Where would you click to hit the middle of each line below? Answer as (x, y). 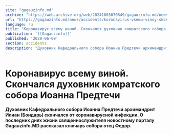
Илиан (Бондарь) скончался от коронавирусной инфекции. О (74, 115)
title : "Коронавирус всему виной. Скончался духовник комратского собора (86, 29)
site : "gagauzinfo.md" (29, 10)
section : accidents (26, 43)
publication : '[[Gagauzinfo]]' (39, 34)
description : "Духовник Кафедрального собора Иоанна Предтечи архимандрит (87, 48)
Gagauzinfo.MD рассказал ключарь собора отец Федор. (69, 125)
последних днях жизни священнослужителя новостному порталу (80, 120)
